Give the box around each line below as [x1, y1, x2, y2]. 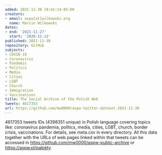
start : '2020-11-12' [9, 34, 51, 39]
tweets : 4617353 [5, 101, 38, 106]
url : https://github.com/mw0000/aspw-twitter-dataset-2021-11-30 [5, 106, 139, 111]
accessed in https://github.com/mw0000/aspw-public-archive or [5, 140, 135, 145]
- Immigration [5, 88, 34, 93]
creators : [5, 12, 25, 16]
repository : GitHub [5, 43, 44, 48]
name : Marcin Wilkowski [9, 20, 57, 26]
